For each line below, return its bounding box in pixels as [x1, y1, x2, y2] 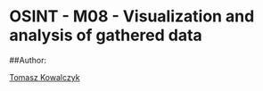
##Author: [9, 54, 47, 65]
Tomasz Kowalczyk [9, 71, 80, 82]
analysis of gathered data [9, 25, 202, 45]
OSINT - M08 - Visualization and [9, 6, 255, 27]
